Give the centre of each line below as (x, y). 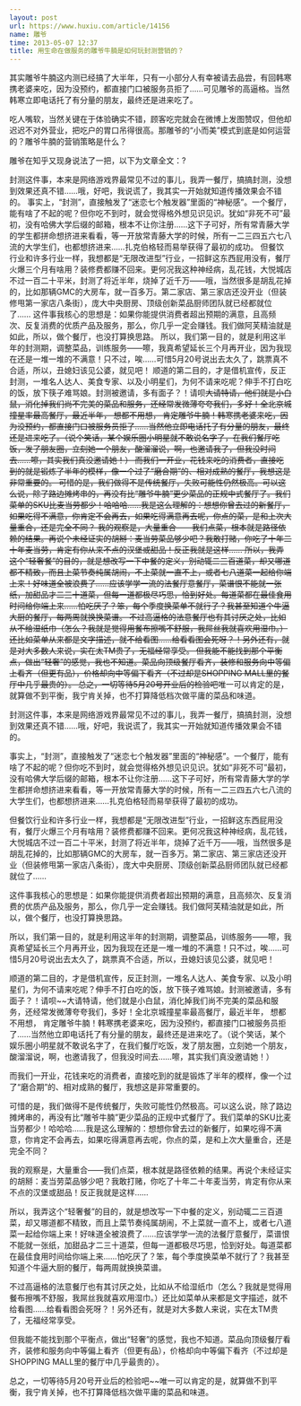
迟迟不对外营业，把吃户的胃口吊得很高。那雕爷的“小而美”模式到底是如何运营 (150, 130)
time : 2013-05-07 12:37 (54, 43)
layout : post (34, 17)
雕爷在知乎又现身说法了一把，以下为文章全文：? (98, 161)
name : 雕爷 (28, 34)
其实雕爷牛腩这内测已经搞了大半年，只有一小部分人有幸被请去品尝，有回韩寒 (150, 78)
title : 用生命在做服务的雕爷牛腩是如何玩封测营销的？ (97, 51)
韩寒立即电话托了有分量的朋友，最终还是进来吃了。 (103, 100)
